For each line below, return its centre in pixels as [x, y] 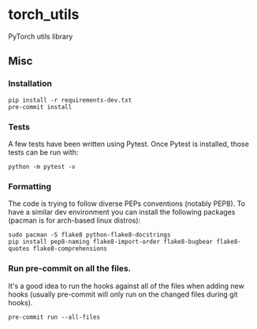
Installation [30, 84]
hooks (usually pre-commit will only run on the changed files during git [123, 294]
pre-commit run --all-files [54, 317]
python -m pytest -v [42, 166]
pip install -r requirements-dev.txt [70, 100]
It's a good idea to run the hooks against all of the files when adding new [126, 286]
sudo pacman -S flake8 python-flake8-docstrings [89, 235]
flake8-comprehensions [70, 249]
